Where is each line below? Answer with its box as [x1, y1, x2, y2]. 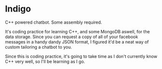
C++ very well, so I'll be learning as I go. [5, 58, 86, 64]
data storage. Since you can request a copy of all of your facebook [5, 34, 138, 40]
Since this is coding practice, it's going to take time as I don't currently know [5, 53, 158, 59]
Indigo [5, 3, 31, 14]
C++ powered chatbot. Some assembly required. [5, 19, 103, 25]
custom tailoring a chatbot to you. [5, 44, 73, 50]
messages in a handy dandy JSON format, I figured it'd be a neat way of [5, 39, 149, 44]
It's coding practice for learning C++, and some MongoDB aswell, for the [5, 28, 150, 34]
